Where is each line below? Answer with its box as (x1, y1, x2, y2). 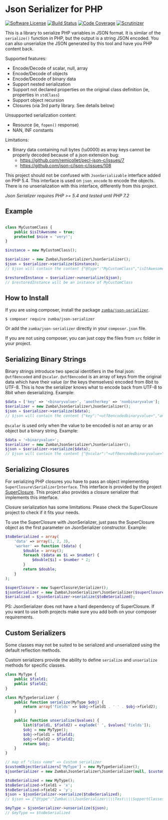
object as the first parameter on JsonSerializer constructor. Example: (5, 524, 147, 530)
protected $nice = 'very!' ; (14, 234, 72, 239)
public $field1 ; (14, 677, 48, 682)
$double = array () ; (23, 548, 64, 553)
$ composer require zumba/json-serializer (5, 317, 95, 322)
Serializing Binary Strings (5, 355, 86, 364)
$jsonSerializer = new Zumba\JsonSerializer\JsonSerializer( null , (5, 769, 146, 774)
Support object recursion (12, 97, 64, 103)
